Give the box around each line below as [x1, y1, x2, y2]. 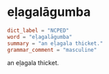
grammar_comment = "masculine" [7, 46, 97, 53]
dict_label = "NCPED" [7, 27, 70, 34]
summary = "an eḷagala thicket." [7, 39, 103, 47]
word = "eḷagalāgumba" [7, 33, 72, 40]
